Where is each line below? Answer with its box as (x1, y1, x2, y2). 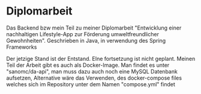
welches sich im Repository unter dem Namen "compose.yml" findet (6, 80, 175, 88)
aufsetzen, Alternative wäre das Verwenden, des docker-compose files (6, 74, 182, 81)
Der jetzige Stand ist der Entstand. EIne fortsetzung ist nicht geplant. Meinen (6, 55, 196, 62)
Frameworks (6, 43, 37, 51)
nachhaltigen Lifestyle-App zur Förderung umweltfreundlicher (6, 30, 159, 37)
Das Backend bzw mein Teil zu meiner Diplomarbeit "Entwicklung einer (6, 24, 182, 31)
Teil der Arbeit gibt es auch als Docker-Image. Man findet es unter (6, 61, 170, 69)
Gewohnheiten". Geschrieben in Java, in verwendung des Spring (6, 37, 166, 44)
